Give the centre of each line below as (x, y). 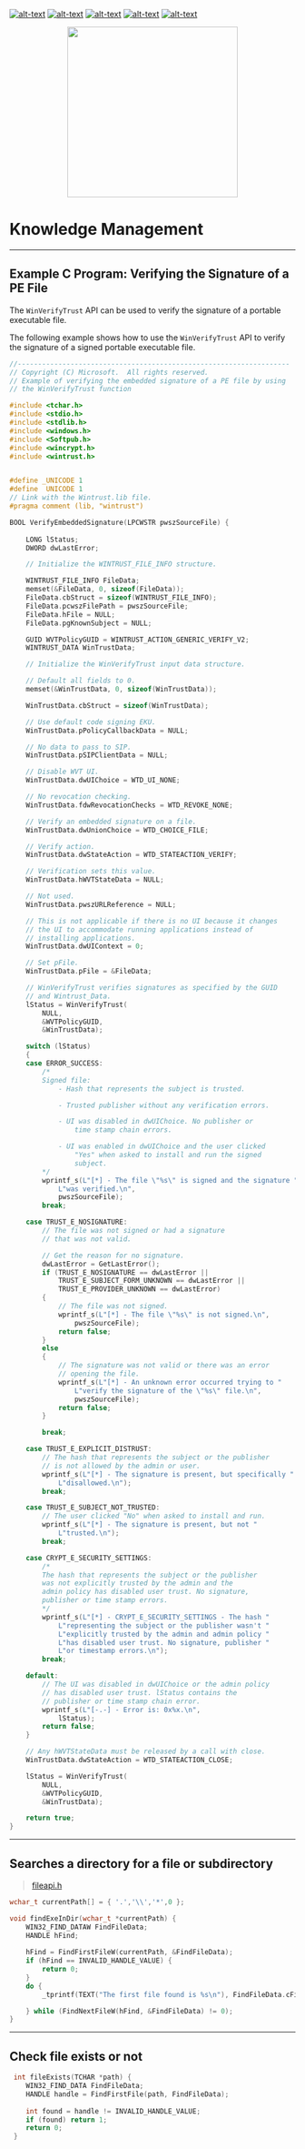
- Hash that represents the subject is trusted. (152, 1089)
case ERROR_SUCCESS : (64, 1064)
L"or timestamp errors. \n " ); (113, 1651)
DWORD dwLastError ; (63, 548)
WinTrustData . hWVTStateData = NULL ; (95, 880)
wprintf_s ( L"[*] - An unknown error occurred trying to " (170, 1382)
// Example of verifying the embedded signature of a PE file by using (148, 381)
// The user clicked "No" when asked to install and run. (154, 1516)
